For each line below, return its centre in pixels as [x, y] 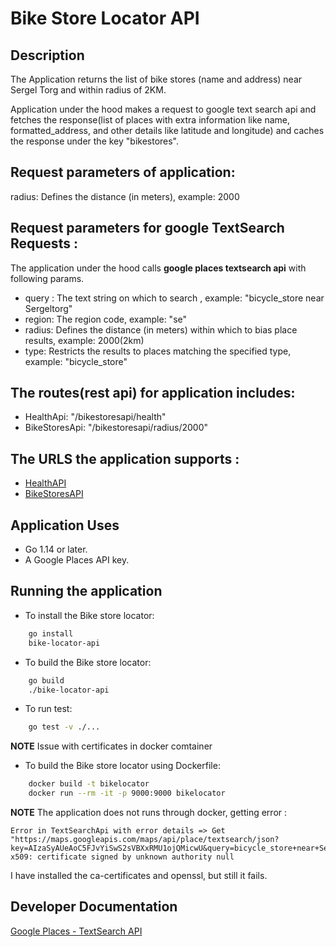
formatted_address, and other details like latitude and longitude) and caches [167, 130]
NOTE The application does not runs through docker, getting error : [149, 812]
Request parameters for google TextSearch [147, 228]
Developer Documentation [94, 907]
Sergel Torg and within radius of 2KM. [88, 90]
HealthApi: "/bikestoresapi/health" [95, 417]
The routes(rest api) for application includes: [153, 393]
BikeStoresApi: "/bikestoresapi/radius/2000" [116, 428]
